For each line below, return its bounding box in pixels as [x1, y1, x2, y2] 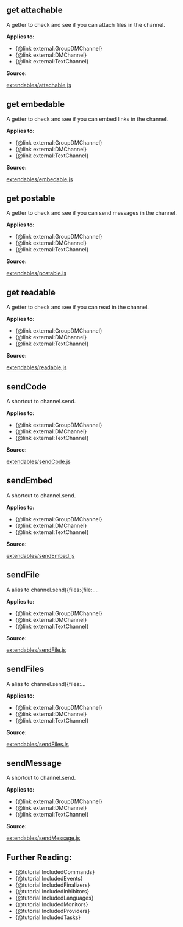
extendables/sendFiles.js [6, 740, 69, 748]
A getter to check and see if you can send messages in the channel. [6, 209, 178, 217]
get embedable [6, 99, 65, 109]
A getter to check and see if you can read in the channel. [6, 303, 149, 311]
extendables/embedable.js [6, 175, 73, 182]
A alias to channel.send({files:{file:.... [6, 586, 99, 593]
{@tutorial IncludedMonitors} [15, 901, 88, 908]
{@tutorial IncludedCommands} [15, 868, 95, 876]
